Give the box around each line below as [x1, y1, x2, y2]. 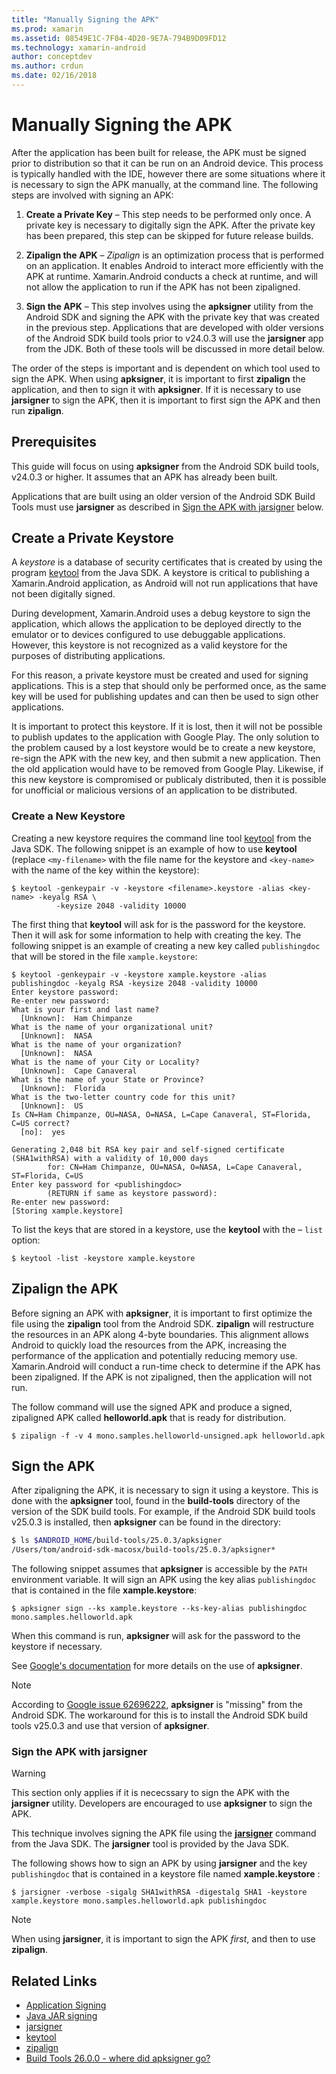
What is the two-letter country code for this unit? [11, 1092, 236, 1102]
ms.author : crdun [11, 61, 84, 71]
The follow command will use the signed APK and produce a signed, [11, 1401, 293, 1413]
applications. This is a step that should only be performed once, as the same [11, 680, 327, 692]
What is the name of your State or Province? [11, 1074, 204, 1085]
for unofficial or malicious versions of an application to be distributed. [11, 784, 298, 796]
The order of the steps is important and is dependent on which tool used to [11, 362, 321, 374]
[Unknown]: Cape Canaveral [20, 1066, 138, 1076]
